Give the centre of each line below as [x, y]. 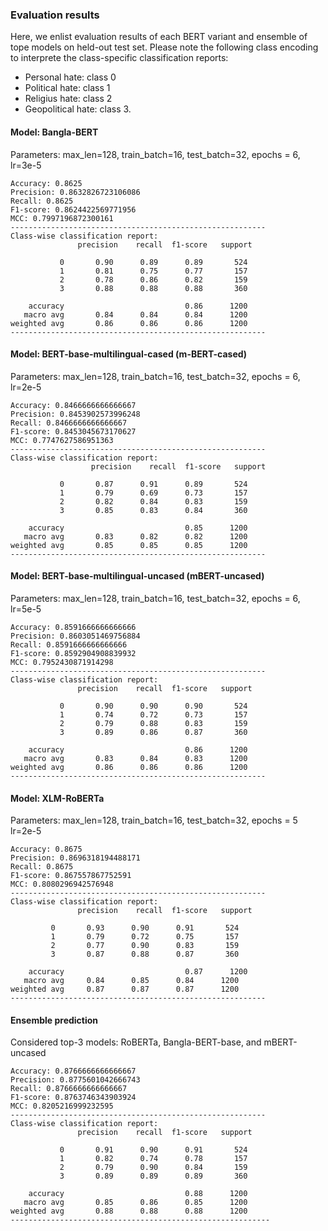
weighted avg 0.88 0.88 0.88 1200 [129, 1211]
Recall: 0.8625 [42, 201]
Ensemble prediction [54, 1020]
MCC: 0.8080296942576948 [62, 884]
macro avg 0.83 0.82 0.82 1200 [135, 536]
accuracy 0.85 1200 [138, 528]
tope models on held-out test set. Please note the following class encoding [164, 47]
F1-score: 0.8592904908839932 [73, 653]
